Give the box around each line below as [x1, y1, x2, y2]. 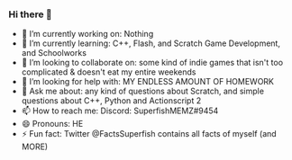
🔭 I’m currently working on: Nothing [21, 29, 154, 40]
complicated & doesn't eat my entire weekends [21, 67, 196, 77]
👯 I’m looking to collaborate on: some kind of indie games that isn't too [21, 58, 284, 68]
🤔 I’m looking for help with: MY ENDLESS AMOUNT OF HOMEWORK [21, 76, 275, 87]
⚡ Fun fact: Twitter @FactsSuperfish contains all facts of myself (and [21, 129, 277, 139]
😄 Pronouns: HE [21, 119, 84, 129]
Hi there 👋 [8, 8, 53, 21]
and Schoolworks [21, 48, 87, 58]
